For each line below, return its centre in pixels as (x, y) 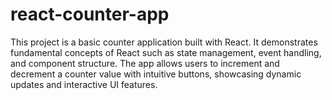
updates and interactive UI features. (84, 84)
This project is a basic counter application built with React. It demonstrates (164, 42)
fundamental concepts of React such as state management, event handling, (166, 52)
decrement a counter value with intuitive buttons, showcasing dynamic (156, 74)
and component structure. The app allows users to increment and (145, 63)
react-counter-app (90, 14)
